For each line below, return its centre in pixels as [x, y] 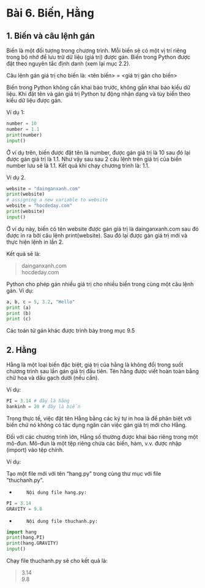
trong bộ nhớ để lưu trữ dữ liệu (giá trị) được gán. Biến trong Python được [99, 57]
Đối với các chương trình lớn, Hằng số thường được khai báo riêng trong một [102, 436]
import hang [21, 532]
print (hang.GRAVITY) [33, 543]
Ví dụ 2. [16, 177]
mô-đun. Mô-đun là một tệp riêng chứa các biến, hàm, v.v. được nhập [94, 443]
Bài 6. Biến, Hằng [50, 13]
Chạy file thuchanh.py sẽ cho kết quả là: [57, 561]
